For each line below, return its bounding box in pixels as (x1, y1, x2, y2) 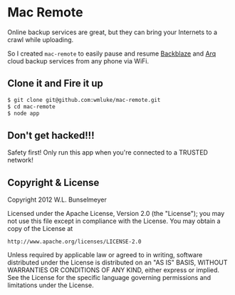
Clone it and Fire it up (7, 78, 103, 90)
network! (7, 156, 34, 165)
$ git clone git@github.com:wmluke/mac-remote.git (7, 96, 161, 103)
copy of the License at (7, 224, 73, 232)
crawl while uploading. (7, 35, 74, 43)
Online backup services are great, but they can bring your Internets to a (7, 28, 218, 36)
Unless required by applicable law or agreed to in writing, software (7, 251, 203, 259)
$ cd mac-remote (7, 103, 56, 110)
